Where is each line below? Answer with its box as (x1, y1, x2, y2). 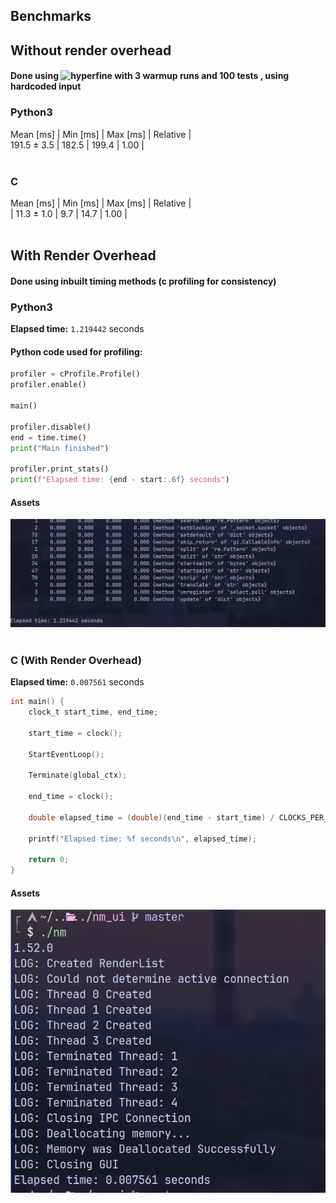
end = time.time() (10, 432, 87, 443)
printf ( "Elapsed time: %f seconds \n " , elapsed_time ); (28, 834, 257, 844)
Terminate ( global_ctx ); (28, 770, 128, 781)
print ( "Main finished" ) (10, 443, 110, 453)
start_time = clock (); (28, 728, 123, 738)
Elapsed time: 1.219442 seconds (10, 323, 145, 335)
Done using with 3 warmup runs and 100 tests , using (10, 70, 290, 82)
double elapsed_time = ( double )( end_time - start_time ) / (28, 812, 275, 823)
